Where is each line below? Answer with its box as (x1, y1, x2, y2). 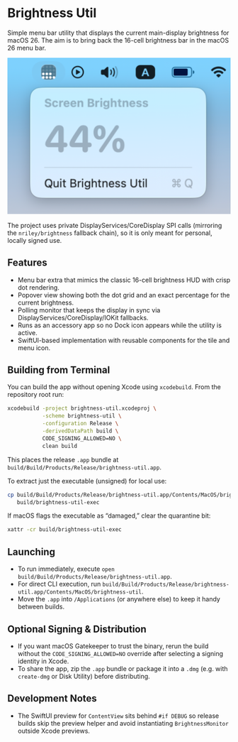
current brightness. (17, 298, 74, 307)
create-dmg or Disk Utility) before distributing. (17, 672, 150, 680)
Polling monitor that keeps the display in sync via (17, 305, 161, 314)
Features (7, 257, 47, 269)
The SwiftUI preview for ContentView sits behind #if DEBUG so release (17, 711, 220, 720)
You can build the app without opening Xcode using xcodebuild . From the (7, 383, 221, 391)
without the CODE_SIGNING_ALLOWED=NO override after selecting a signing (17, 649, 224, 658)
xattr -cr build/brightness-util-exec (7, 526, 122, 533)
